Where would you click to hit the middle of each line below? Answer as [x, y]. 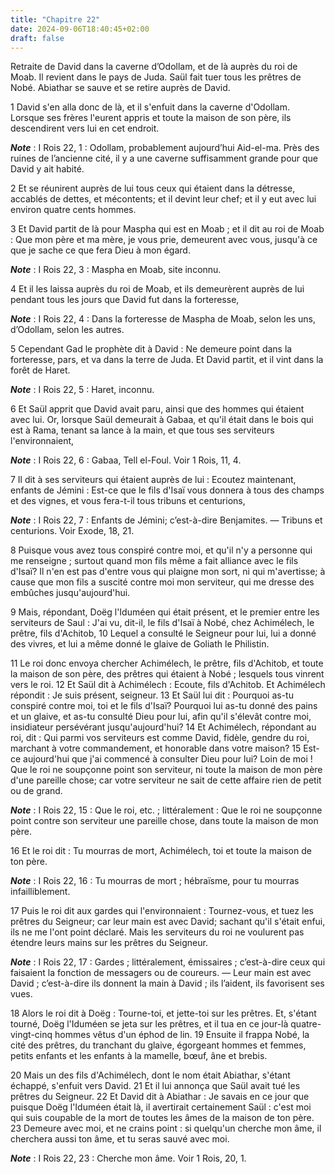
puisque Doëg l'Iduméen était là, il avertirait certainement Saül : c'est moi [161, 1107]
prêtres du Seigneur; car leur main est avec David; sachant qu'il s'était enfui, [168, 922]
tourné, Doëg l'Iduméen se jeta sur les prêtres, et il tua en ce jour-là [149, 1024]
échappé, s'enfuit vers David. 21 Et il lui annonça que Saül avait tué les [155, 1086]
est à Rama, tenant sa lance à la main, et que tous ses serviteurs [142, 430]
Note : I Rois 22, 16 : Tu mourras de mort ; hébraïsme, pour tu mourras [155, 881]
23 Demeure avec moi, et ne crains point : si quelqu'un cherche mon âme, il [166, 1128]
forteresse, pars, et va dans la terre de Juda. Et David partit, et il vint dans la [167, 360]
